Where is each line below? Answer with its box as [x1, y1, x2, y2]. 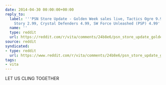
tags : [5, 57, 16, 62]
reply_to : [5, 12, 26, 17]
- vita [5, 62, 19, 67]
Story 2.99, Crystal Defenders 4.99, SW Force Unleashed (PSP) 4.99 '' [14, 21, 163, 26]
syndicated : [5, 44, 30, 49]
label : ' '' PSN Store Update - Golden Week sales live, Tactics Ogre [9, 16, 154, 21]
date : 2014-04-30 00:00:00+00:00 [5, 7, 74, 12]
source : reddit [5, 39, 37, 44]
